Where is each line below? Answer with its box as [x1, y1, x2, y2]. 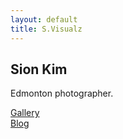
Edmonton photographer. [10, 87, 114, 100]
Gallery [10, 107, 40, 119]
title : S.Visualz [10, 24, 83, 34]
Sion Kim [10, 61, 68, 78]
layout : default [10, 14, 78, 25]
